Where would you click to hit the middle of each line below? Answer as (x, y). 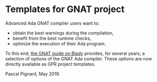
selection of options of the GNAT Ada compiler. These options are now (79, 58)
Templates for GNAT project (65, 9)
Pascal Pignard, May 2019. (33, 73)
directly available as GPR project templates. (50, 64)
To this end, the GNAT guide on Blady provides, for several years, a (75, 53)
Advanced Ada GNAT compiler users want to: (53, 23)
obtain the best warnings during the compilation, (63, 33)
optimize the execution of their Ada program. (59, 43)
